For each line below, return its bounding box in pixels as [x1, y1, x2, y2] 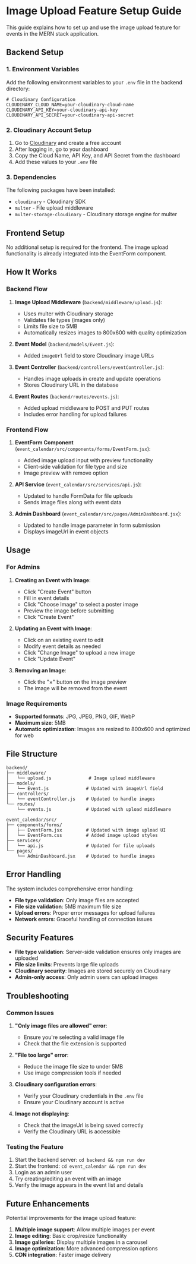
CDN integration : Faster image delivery [14, 1252, 112, 1259]
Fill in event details [23, 594, 69, 601]
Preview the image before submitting [23, 607, 114, 614]
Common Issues [6, 1009, 55, 1017]
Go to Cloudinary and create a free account [14, 139, 122, 146]
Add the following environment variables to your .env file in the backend [6, 78, 183, 86]
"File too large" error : [14, 1051, 69, 1058]
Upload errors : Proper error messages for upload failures [14, 909, 156, 916]
